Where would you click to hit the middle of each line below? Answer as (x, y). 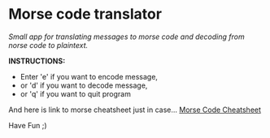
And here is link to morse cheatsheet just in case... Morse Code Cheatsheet (135, 110)
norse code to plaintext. (48, 45)
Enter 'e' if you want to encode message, (89, 76)
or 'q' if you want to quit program (76, 93)
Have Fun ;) (28, 125)
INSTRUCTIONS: (37, 61)
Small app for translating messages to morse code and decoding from (127, 37)
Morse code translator (85, 14)
